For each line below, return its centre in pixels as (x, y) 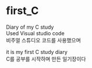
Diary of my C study (30, 27)
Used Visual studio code (36, 33)
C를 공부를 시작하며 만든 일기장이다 (46, 59)
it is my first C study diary (37, 52)
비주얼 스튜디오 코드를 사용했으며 (44, 40)
